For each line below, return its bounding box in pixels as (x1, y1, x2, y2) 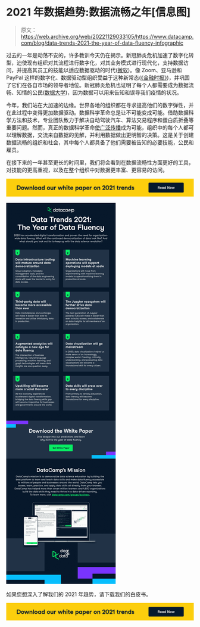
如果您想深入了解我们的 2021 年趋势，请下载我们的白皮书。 (6, 591, 152, 598)
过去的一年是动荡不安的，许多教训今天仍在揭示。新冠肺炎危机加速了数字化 (6, 51, 189, 58)
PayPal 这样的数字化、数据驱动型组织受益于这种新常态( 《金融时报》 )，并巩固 (6, 74, 190, 81)
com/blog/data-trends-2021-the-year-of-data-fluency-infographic (20, 39, 183, 46)
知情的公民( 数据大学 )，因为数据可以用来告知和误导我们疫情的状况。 (16, 89, 183, 96)
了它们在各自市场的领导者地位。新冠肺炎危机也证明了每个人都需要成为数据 (6, 81, 189, 88)
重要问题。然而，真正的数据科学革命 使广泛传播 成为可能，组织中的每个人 (6, 123, 183, 131)
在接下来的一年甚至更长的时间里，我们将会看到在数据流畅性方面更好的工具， (6, 159, 194, 166)
